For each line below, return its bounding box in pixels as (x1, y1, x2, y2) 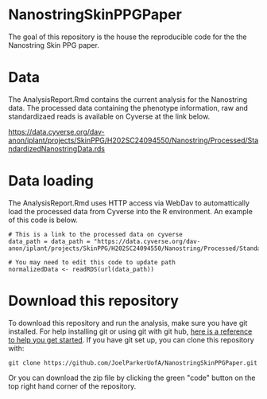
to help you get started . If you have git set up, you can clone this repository (8, 334, 254, 344)
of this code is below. (8, 215, 78, 225)
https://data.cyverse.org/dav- (8, 127, 105, 136)
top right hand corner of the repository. (8, 381, 137, 391)
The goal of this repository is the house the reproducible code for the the (8, 32, 247, 41)
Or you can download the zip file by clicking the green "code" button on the (8, 373, 256, 382)
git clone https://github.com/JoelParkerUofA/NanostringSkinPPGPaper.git (8, 358, 258, 367)
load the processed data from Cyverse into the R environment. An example (8, 206, 253, 216)
